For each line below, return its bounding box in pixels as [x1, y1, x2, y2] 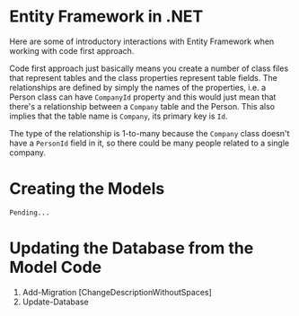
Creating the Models [9, 179, 165, 199]
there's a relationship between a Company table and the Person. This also [9, 101, 276, 111]
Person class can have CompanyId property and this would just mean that [9, 92, 277, 102]
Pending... [9, 208, 50, 217]
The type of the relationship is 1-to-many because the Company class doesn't [9, 127, 290, 138]
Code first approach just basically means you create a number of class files [9, 63, 289, 74]
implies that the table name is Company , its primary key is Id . [9, 110, 228, 121]
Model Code [9, 258, 102, 277]
